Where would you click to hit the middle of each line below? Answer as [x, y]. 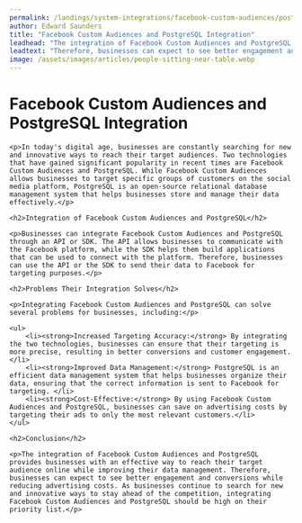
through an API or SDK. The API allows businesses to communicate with [146, 241]
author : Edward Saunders [56, 26]
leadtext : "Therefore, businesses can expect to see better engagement [146, 51]
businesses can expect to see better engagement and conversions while [146, 478]
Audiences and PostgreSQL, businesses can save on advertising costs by [148, 407]
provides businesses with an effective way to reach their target [136, 462]
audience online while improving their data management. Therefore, [140, 470]
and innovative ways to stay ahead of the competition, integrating [140, 493]
